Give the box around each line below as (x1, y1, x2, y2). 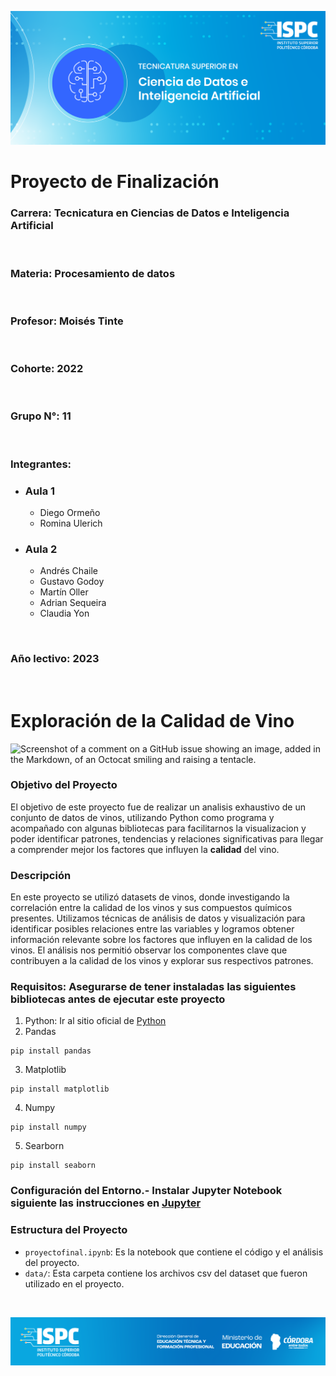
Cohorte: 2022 (10, 362, 84, 376)
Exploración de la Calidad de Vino (10, 709, 295, 732)
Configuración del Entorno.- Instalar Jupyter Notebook (10, 1184, 283, 1198)
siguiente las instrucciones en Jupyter (10, 1196, 202, 1210)
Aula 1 (24, 484, 56, 498)
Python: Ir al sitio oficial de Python (24, 1015, 167, 1027)
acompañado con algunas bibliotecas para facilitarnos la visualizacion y (10, 822, 307, 834)
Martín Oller (39, 586, 89, 598)
